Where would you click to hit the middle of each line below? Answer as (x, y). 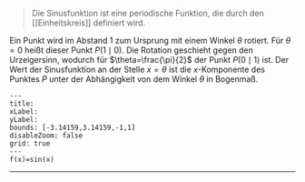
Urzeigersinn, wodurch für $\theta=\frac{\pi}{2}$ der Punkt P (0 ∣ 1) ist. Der (149, 60)
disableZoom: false (46, 136)
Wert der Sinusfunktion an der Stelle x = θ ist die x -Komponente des (138, 69)
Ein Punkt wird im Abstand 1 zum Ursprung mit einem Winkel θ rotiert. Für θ (150, 40)
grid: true (30, 144)
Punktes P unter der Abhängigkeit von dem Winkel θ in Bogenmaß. (134, 79)
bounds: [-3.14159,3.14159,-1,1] (73, 127)
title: (22, 104)
